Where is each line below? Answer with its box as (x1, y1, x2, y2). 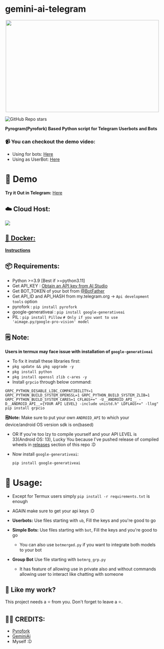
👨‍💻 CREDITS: (5, 615, 46, 623)
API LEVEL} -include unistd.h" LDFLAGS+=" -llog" (55, 401, 159, 406)
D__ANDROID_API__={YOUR (5, 401, 54, 406)
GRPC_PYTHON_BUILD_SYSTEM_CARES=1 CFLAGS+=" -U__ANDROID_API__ (5, 397, 137, 402)
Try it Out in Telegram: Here (5, 190, 63, 196)
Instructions (5, 247, 31, 253)
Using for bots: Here (12, 151, 53, 157)
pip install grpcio (5, 406, 45, 411)
